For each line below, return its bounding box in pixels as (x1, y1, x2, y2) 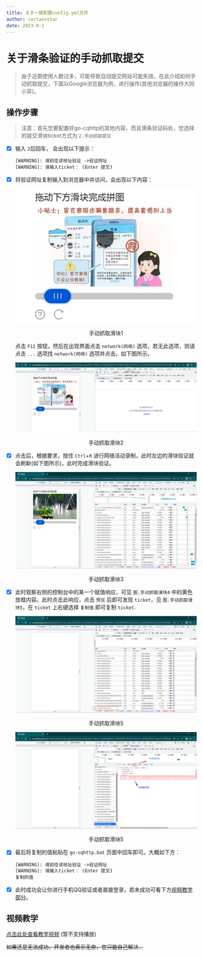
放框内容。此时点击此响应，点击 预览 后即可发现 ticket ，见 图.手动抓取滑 (14, 596, 193, 604)
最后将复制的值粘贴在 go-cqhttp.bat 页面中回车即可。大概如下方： (14, 849, 181, 856)
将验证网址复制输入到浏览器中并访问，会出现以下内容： (14, 176, 153, 183)
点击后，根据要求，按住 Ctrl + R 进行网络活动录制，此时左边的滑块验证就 (14, 452, 195, 459)
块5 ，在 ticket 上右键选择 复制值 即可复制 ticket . (14, 604, 136, 611)
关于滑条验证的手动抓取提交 (6, 52, 144, 65)
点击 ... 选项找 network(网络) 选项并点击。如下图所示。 (14, 349, 153, 357)
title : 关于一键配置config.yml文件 (6, 10, 89, 16)
